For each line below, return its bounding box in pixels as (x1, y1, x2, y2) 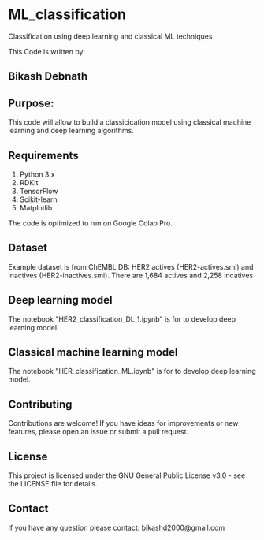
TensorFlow (19, 186, 58, 196)
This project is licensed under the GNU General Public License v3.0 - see (8, 471, 246, 480)
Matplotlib (19, 203, 53, 212)
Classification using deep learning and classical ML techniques (8, 32, 213, 41)
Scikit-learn (19, 195, 58, 204)
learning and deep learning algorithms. (8, 126, 134, 136)
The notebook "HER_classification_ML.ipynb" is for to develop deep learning (8, 367, 256, 376)
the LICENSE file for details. (8, 479, 99, 489)
